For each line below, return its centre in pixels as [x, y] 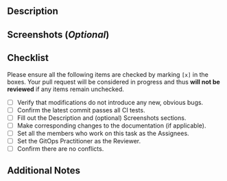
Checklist [28, 58]
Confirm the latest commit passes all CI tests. [81, 110]
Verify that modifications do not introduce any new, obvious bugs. [110, 102]
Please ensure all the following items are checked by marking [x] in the [108, 74]
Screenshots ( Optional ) [58, 35]
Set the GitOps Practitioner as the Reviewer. [79, 141]
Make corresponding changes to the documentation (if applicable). [111, 125]
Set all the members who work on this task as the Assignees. [103, 133]
